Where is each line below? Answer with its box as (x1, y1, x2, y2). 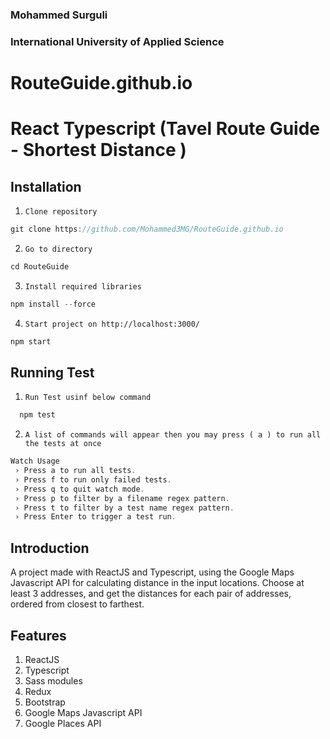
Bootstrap (24, 696, 66, 708)
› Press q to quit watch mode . (14, 484, 145, 494)
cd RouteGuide (10, 261, 70, 272)
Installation (10, 178, 82, 195)
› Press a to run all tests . (14, 466, 137, 476)
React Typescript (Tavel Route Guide (10, 118, 321, 140)
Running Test (10, 364, 95, 381)
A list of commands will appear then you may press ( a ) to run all (24, 430, 322, 440)
